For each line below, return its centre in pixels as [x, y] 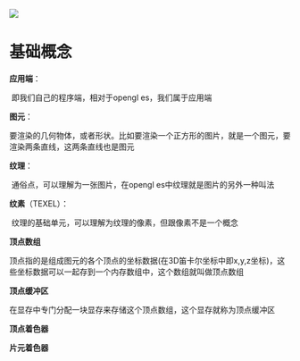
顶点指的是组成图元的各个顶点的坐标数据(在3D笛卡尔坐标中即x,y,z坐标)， [143, 260]
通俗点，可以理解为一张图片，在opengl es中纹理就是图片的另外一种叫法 [143, 184]
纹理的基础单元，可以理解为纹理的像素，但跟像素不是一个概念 [125, 222]
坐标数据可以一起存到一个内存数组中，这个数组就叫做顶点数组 [130, 272]
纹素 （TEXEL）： [39, 203]
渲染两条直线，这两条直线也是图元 [72, 147]
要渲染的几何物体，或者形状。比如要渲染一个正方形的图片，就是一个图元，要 [150, 135]
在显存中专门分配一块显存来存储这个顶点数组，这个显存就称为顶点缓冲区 [142, 309]
